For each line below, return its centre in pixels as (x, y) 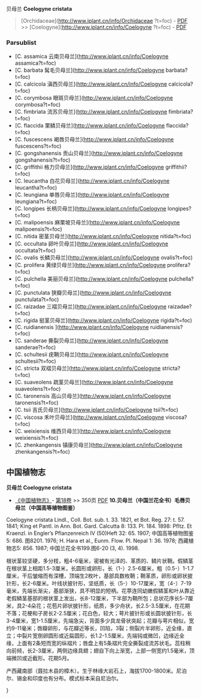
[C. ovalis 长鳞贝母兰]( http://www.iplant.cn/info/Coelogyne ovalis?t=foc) (104, 258)
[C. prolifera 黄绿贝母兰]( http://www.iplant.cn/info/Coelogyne (90, 265)
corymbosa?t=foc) (38, 105)
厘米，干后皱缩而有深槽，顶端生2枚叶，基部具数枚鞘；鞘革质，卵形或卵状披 (100, 576)
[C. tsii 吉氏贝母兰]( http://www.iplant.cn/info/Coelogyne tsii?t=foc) (96, 410)
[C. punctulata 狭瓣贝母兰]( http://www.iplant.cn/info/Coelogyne (93, 293)
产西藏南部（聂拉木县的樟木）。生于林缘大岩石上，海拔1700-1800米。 (91, 671)
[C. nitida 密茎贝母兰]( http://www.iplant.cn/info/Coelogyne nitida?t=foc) (103, 236)
